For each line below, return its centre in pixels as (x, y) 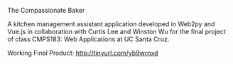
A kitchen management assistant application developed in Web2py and (111, 24)
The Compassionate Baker (46, 10)
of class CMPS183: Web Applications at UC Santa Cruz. (88, 39)
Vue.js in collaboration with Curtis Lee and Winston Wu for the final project (116, 32)
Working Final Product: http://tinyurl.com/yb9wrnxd (83, 53)
